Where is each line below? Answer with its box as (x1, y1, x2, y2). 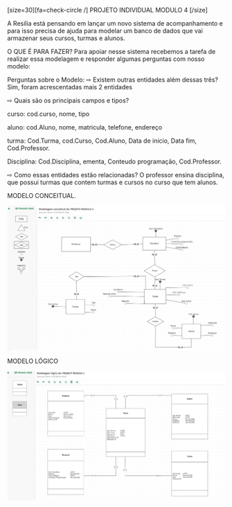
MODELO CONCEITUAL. (7, 192, 76, 199)
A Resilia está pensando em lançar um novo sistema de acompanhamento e (7, 19, 223, 27)
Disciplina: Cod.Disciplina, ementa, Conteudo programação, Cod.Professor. (7, 157, 222, 166)
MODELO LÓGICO (7, 357, 59, 366)
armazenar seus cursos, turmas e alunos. (7, 34, 125, 42)
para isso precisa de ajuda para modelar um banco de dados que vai (7, 27, 203, 35)
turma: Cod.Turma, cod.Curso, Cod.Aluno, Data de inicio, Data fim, (7, 136, 197, 145)
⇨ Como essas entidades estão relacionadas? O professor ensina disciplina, (7, 171, 225, 179)
